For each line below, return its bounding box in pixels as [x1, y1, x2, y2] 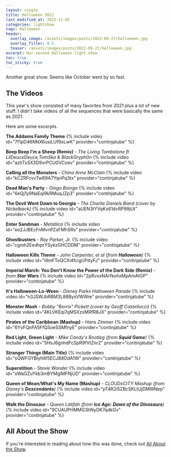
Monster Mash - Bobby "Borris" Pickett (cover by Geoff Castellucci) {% [6, 304, 157, 310]
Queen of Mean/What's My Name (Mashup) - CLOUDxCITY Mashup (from [6, 381, 165, 387]
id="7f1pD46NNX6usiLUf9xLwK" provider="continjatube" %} [6, 139, 135, 145]
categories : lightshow [6, 22, 54, 27]
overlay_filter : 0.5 [10, 41, 54, 46]
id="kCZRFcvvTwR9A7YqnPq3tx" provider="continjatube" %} [6, 175, 136, 181]
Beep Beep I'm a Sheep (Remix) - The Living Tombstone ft [6, 149, 129, 155]
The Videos [6, 89, 43, 97]
